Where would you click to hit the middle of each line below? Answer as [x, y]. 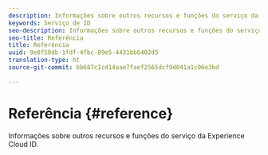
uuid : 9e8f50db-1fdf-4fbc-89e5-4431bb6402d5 [83, 52]
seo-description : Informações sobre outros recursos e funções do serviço [135, 30]
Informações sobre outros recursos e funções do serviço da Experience [126, 135]
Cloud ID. [24, 144]
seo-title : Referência [46, 38]
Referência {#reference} [91, 113]
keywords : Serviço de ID [49, 23]
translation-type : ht [44, 60]
